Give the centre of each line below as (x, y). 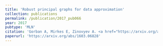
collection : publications (31, 14)
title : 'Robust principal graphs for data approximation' (65, 9)
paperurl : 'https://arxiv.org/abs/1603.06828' (53, 36)
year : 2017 (16, 23)
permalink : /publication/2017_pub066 (43, 18)
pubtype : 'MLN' (20, 27)
